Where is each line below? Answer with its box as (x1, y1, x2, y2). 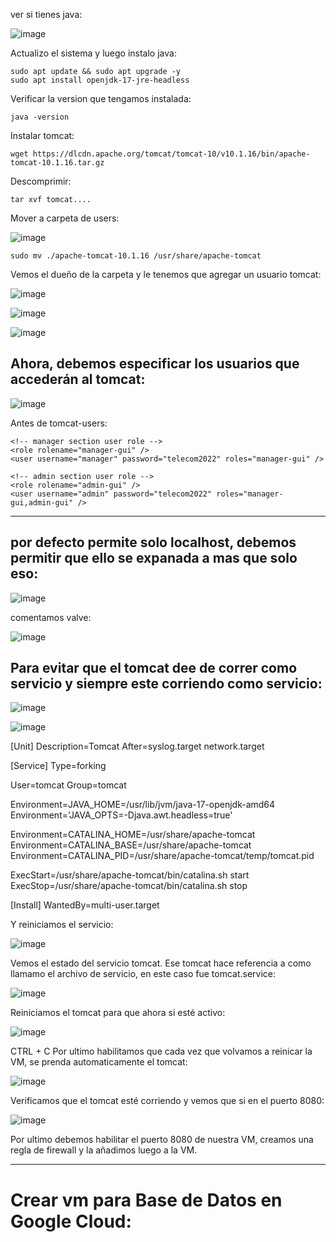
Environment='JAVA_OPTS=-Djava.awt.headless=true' (10, 809, 233, 821)
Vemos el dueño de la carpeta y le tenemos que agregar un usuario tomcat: (10, 269, 322, 280)
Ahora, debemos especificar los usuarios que (10, 355, 300, 373)
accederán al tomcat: (10, 371, 146, 388)
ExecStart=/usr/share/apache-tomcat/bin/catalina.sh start (10, 869, 250, 881)
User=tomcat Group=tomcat (10, 779, 127, 791)
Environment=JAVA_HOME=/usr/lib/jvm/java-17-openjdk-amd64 (10, 799, 276, 811)
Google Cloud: (10, 1210, 132, 1233)
